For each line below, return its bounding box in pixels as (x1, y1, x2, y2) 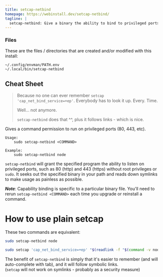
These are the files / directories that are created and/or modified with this (5, 48, 152, 53)
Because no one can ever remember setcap (16, 93, 104, 99)
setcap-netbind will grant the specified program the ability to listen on (5, 161, 145, 167)
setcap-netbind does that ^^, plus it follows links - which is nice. (16, 117, 144, 122)
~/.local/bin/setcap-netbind (5, 67, 64, 71)
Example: (5, 148, 23, 153)
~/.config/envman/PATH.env (5, 62, 60, 67)
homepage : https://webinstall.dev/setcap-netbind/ (5, 12, 110, 17)
